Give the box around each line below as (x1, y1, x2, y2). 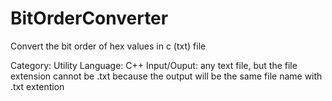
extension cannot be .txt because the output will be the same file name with (10, 70, 323, 82)
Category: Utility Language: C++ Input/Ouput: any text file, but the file (10, 59, 298, 71)
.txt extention (10, 80, 65, 92)
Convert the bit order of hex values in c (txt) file (10, 40, 207, 52)
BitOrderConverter (10, 7, 169, 30)
